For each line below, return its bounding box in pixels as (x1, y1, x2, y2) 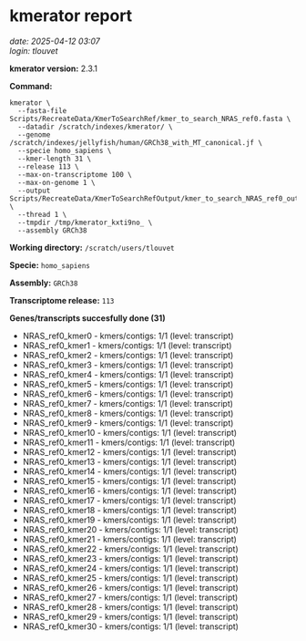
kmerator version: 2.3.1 (9, 63, 98, 74)
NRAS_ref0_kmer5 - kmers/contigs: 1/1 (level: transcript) (22, 378, 234, 389)
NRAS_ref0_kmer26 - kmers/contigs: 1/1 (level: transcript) (22, 582, 239, 593)
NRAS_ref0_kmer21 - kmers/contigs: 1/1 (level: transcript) (22, 533, 237, 544)
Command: (9, 80, 53, 91)
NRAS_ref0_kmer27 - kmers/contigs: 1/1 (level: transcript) (22, 592, 239, 603)
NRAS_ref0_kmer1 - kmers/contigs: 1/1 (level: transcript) (22, 339, 232, 351)
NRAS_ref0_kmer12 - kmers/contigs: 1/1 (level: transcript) (22, 446, 237, 457)
